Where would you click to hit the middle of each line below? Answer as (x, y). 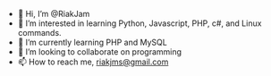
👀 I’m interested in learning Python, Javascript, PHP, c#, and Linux (140, 23)
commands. (39, 33)
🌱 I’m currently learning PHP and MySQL (92, 42)
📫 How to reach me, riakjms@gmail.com (93, 62)
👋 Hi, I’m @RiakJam (54, 14)
